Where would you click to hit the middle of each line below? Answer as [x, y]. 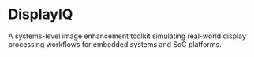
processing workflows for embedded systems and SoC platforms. [115, 44]
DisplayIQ [41, 14]
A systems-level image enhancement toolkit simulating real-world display [127, 36]
